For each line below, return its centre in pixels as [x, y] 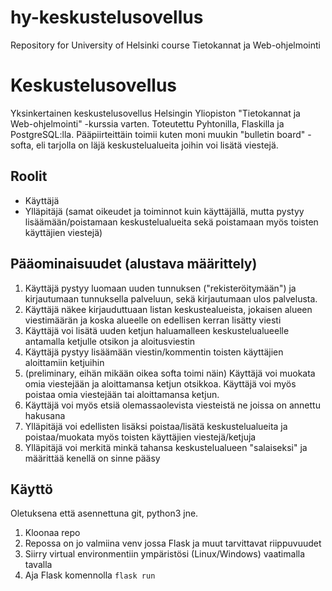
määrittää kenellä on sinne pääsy [92, 458]
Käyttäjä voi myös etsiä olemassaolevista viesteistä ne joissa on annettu [172, 405]
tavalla [38, 565]
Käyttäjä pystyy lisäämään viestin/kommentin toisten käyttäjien [154, 352]
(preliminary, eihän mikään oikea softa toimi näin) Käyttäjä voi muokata [170, 373]
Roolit [29, 176]
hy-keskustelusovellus [107, 17]
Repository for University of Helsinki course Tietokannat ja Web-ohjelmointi [165, 45]
